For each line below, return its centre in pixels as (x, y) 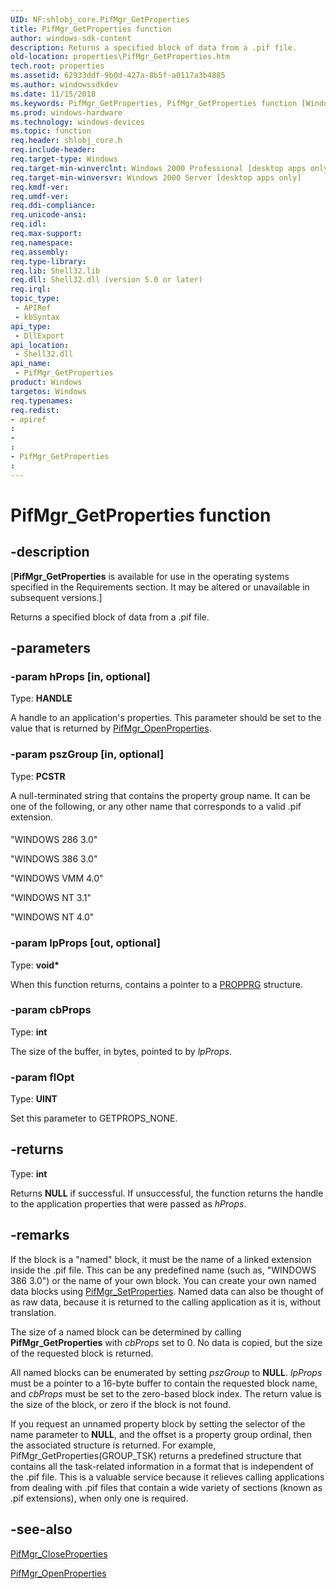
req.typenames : (42, 401)
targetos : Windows (48, 391)
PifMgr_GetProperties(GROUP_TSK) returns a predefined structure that (156, 1455)
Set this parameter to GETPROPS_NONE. (94, 1118)
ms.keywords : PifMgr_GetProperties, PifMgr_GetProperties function (154, 103)
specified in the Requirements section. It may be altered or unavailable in (160, 587)
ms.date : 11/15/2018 (53, 94)
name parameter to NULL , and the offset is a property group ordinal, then (161, 1434)
